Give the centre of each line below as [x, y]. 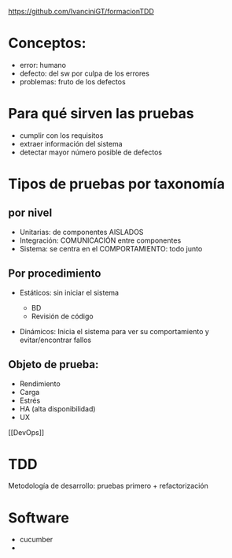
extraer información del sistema [71, 143]
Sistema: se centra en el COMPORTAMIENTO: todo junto [111, 248]
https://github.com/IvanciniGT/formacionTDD [81, 11]
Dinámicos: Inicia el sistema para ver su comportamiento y [114, 331]
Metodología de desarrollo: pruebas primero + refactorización [108, 486]
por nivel [30, 213]
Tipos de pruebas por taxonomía [117, 184]
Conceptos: [47, 43]
